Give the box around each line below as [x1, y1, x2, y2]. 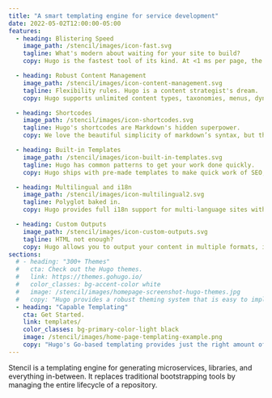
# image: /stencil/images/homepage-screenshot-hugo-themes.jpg [15, 288, 241, 296]
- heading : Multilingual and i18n [15, 183, 132, 191]
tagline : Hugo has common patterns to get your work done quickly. [23, 161, 255, 169]
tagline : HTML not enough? [23, 235, 114, 243]
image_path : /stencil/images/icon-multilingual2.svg [23, 191, 205, 199]
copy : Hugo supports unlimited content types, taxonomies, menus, [23, 94, 252, 102]
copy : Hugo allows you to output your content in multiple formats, [23, 243, 259, 251]
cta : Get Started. [23, 311, 85, 319]
